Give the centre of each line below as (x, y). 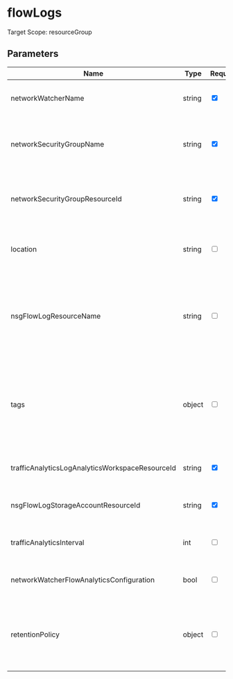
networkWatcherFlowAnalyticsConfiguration (83, 580)
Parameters (33, 54)
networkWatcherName (48, 98)
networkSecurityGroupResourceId (67, 199)
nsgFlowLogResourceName (56, 316)
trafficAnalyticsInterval (48, 542)
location (24, 249)
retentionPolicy (35, 635)
